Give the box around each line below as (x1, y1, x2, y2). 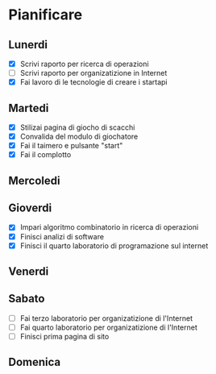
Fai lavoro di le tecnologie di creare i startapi (19, 77, 168, 87)
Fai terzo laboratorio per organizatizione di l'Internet (19, 313, 193, 323)
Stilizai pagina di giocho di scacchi (19, 123, 135, 132)
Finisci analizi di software (19, 231, 105, 241)
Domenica (8, 355, 61, 369)
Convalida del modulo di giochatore (19, 131, 139, 142)
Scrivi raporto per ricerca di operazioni (19, 59, 149, 69)
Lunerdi (8, 38, 48, 52)
